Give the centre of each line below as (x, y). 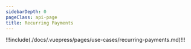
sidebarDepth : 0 (26, 12)
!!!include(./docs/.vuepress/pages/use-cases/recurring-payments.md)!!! (95, 40)
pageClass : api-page (32, 17)
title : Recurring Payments (40, 23)
